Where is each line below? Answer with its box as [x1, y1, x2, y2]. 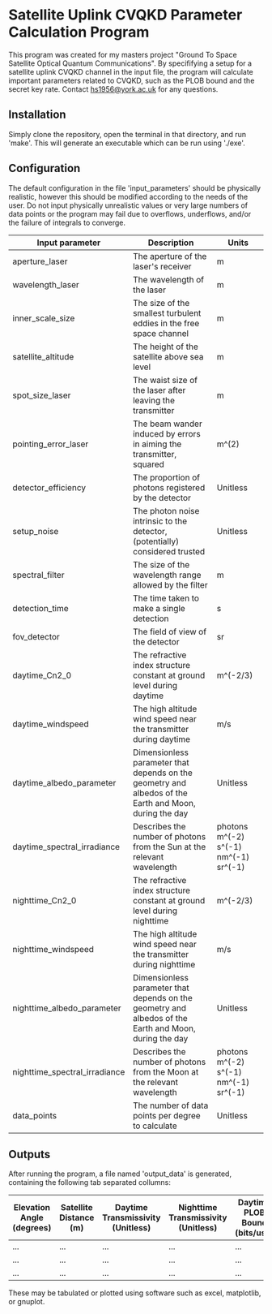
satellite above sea [132, 351, 204, 362]
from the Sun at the [132, 841, 206, 852]
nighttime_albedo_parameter [12, 1002, 121, 1014]
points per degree [132, 1109, 201, 1121]
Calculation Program [8, 23, 150, 41]
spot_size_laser [12, 390, 71, 401]
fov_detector [12, 631, 61, 642]
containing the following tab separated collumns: [8, 1178, 172, 1187]
